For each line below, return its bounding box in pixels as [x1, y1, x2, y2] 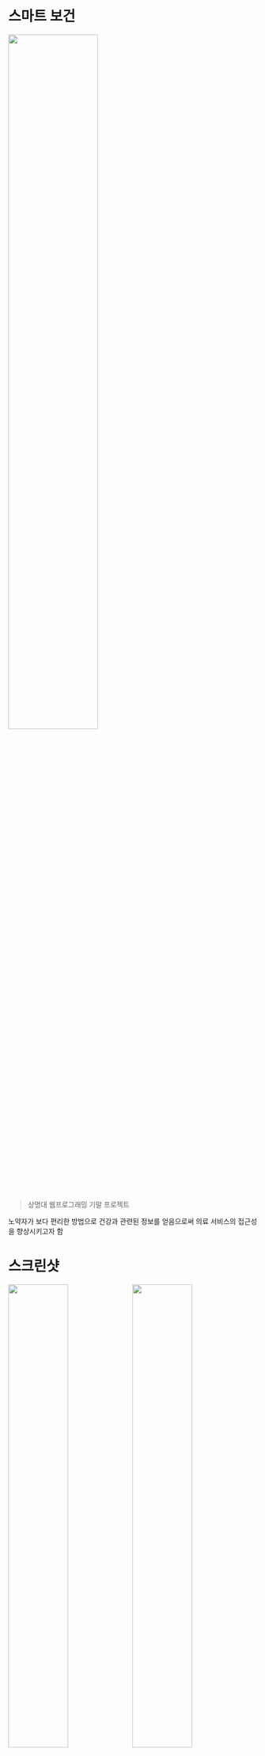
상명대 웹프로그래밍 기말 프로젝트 [27, 1199, 130, 1209]
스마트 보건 [8, 7, 76, 25]
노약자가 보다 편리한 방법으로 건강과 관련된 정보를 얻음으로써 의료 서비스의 [8, 1216, 237, 1226]
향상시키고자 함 [16, 1226, 63, 1236]
